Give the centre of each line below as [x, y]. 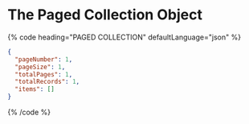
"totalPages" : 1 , [44, 74]
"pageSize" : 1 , [40, 67]
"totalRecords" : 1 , [47, 82]
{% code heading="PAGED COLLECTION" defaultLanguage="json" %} [124, 37]
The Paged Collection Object [105, 15]
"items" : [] [35, 89]
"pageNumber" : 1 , [44, 59]
